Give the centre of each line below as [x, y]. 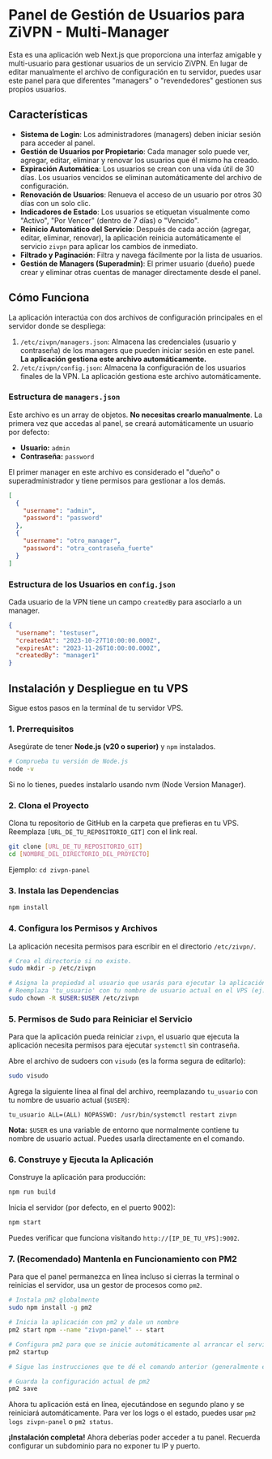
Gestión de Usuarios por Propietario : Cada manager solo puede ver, [135, 151]
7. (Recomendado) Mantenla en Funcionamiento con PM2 [123, 1259]
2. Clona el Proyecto [49, 805]
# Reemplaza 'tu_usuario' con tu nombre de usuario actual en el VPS [128, 991]
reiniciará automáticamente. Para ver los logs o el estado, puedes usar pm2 [132, 1413]
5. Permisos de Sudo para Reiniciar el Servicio [100, 1018]
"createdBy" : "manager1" [57, 656]
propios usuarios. [38, 89]
